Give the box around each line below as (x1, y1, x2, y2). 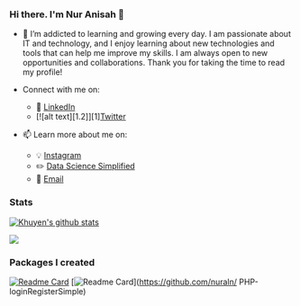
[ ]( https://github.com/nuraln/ (70, 276, 237, 287)
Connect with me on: (22, 85, 101, 95)
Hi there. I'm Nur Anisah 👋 (9, 8, 124, 21)
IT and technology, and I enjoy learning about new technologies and (22, 38, 275, 49)
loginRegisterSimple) (9, 285, 86, 296)
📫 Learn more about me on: (22, 130, 128, 140)
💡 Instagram (35, 150, 82, 161)
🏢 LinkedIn (35, 102, 76, 112)
